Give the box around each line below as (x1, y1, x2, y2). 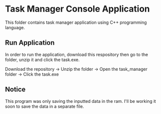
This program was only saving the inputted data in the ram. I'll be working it (5, 98, 156, 104)
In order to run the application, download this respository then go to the (5, 51, 148, 57)
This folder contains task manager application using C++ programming (5, 19, 147, 25)
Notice (5, 85, 26, 94)
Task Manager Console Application (5, 3, 150, 15)
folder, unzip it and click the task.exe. (5, 57, 80, 63)
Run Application (5, 39, 55, 47)
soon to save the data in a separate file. (5, 103, 84, 109)
